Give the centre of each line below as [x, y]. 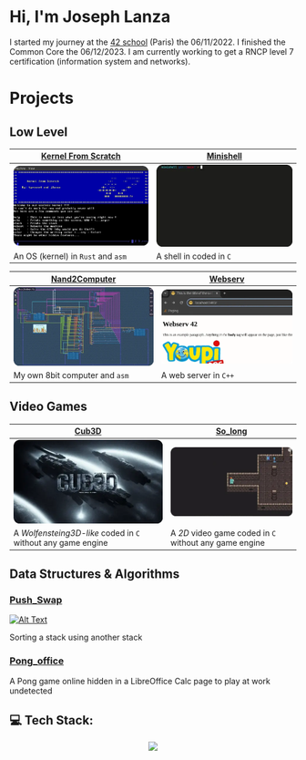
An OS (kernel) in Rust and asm [70, 256]
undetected [31, 691]
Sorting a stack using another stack [76, 637]
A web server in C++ [198, 375]
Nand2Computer [83, 279]
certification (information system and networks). [100, 61]
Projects [42, 98]
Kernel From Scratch [81, 156]
